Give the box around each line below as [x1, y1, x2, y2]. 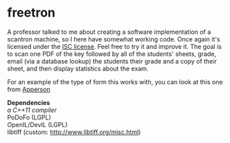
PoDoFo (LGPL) [7, 113, 51, 122]
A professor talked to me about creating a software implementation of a [7, 28, 211, 36]
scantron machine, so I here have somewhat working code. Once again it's [7, 35, 220, 43]
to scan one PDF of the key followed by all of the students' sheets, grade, [7, 50, 217, 58]
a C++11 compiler [7, 106, 57, 114]
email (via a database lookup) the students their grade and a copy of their [7, 57, 217, 65]
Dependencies [7, 98, 51, 106]
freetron [7, 5, 55, 21]
